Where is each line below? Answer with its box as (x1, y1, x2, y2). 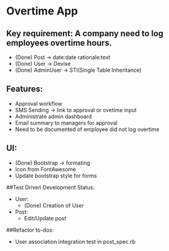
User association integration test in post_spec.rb (14, 238, 136, 245)
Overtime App (6, 4, 78, 18)
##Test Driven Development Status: (6, 183, 95, 191)
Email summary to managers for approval (14, 119, 118, 126)
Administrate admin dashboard (14, 113, 92, 120)
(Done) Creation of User (24, 202, 84, 209)
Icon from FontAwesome (14, 165, 77, 173)
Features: (6, 84, 43, 94)
